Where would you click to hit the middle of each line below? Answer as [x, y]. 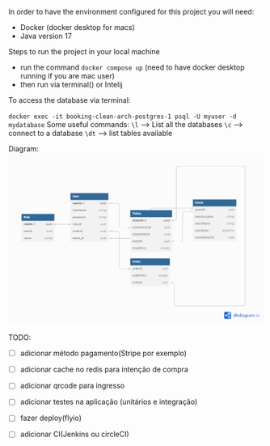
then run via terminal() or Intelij [71, 85]
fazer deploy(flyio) [51, 418]
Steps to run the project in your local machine [84, 51]
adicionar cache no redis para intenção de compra [104, 370]
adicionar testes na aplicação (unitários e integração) [109, 402]
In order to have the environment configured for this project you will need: [131, 12]
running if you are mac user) [67, 76]
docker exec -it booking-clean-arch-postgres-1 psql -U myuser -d [122, 117]
